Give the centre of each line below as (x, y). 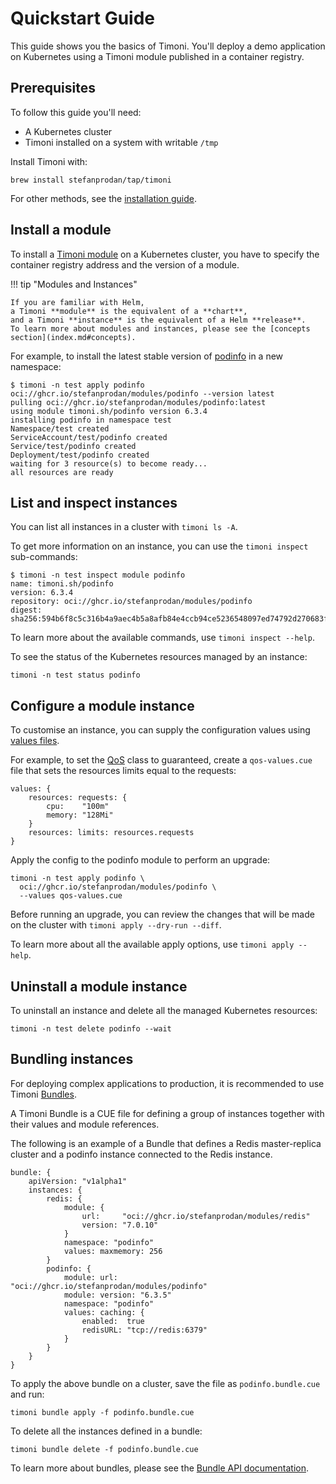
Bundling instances (72, 1059)
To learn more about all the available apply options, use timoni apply (152, 944)
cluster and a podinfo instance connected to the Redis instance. (141, 1154)
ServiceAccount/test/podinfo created (89, 437)
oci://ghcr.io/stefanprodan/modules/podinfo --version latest (142, 393)
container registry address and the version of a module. (125, 264)
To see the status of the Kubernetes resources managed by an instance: (159, 657)
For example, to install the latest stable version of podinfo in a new (147, 356)
